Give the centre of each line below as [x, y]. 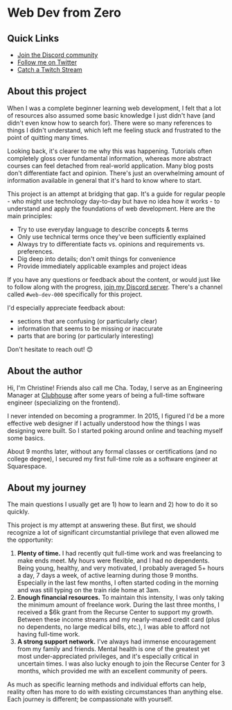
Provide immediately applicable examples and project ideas [102, 266]
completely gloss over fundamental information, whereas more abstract [109, 158]
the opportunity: [30, 540]
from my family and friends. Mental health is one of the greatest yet [113, 649]
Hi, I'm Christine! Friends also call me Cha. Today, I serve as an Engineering [115, 388]
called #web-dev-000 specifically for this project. [75, 294]
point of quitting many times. [48, 137]
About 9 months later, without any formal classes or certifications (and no [112, 451]
